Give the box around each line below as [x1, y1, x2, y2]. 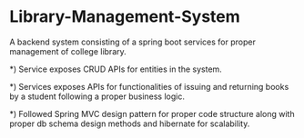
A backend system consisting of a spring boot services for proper [9, 36, 257, 47]
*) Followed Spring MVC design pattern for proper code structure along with [9, 108, 295, 119]
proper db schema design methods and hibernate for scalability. [9, 118, 250, 129]
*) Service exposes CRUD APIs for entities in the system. [9, 64, 223, 74]
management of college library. [9, 45, 127, 56]
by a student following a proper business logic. [9, 91, 185, 102]
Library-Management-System [9, 6, 241, 27]
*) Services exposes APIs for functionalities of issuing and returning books [9, 81, 289, 92]
